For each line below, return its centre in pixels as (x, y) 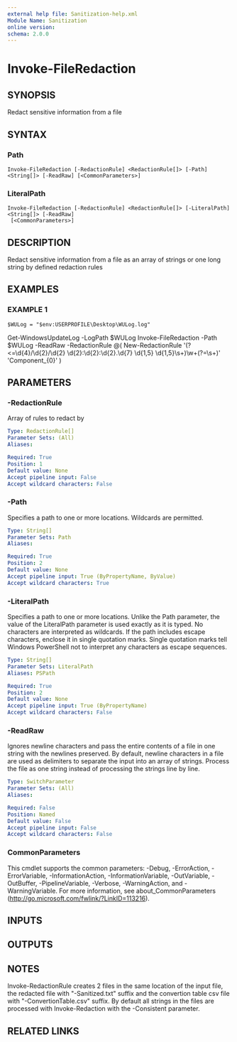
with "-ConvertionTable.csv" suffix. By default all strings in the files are (111, 1001)
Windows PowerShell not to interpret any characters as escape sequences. (117, 647)
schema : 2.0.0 (28, 34)
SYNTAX (27, 135)
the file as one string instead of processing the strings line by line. (104, 769)
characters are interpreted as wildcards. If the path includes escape (106, 632)
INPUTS (25, 920)
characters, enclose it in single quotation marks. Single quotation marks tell (117, 640)
